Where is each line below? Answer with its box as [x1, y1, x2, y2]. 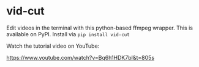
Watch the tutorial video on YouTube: [6, 42, 100, 49]
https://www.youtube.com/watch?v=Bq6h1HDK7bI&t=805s [6, 54, 155, 61]
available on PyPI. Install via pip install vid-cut [6, 30, 130, 37]
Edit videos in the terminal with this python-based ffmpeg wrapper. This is [6, 24, 193, 31]
